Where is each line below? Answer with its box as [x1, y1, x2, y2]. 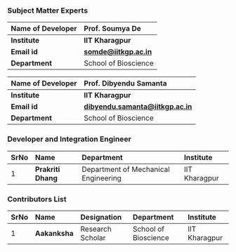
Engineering [81, 173, 122, 183]
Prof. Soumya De [84, 24, 142, 34]
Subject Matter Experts [7, 6, 88, 15]
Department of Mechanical [81, 164, 170, 174]
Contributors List [7, 194, 67, 204]
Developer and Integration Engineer [7, 134, 131, 144]
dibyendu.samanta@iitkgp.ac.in [84, 102, 192, 112]
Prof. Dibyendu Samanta [84, 79, 167, 88]
